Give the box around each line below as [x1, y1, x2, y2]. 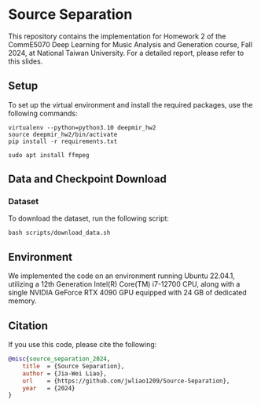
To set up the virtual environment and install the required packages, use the [8, 100, 253, 109]
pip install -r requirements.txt [8, 137, 118, 145]
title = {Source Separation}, [22, 362, 125, 370]
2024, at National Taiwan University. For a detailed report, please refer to [8, 48, 244, 57]
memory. [8, 296, 37, 305]
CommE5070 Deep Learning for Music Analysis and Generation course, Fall [8, 39, 253, 49]
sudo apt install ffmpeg [8, 151, 90, 159]
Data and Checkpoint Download [8, 173, 167, 186]
